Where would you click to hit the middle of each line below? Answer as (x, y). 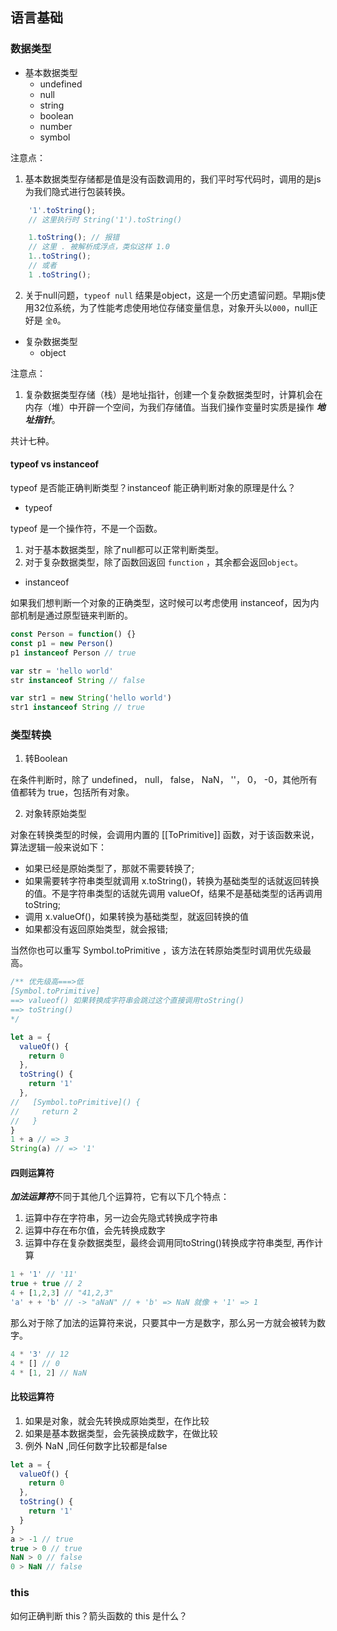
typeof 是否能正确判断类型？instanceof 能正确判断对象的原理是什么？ (153, 488)
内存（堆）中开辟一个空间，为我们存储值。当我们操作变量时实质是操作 (169, 407)
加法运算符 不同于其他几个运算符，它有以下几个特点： (120, 1197)
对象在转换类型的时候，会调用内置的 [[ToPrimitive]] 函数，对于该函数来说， (165, 835)
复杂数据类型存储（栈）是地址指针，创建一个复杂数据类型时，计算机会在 (173, 394)
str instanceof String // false (77, 680)
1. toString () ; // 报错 (74, 238)
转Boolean (46, 759)
